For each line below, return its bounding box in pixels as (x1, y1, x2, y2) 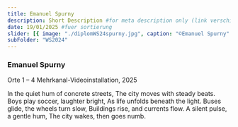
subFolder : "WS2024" (7, 37, 69, 44)
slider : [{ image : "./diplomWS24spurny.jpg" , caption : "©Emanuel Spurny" (7, 30, 230, 37)
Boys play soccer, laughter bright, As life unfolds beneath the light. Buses (7, 97, 222, 106)
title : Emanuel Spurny (7, 10, 74, 18)
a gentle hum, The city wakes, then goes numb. (7, 112, 147, 121)
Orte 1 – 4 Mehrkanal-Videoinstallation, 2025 (7, 75, 137, 85)
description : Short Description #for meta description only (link (7, 17, 208, 24)
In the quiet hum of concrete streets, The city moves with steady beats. (7, 90, 216, 98)
